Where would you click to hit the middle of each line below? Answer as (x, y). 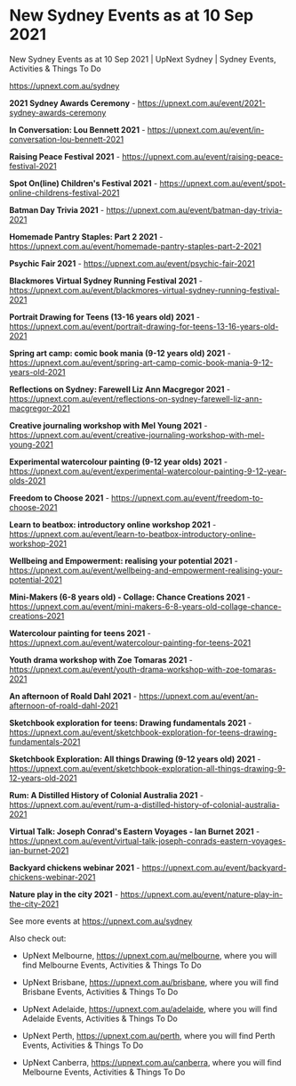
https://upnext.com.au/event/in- (206, 129)
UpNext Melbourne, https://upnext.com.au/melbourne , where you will (149, 955)
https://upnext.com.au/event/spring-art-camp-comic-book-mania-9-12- (141, 363)
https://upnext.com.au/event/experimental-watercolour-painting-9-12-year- (148, 471)
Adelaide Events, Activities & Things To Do (100, 1018)
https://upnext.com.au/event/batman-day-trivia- (194, 209)
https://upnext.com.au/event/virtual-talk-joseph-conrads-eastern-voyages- (148, 841)
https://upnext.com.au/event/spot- (223, 183)
